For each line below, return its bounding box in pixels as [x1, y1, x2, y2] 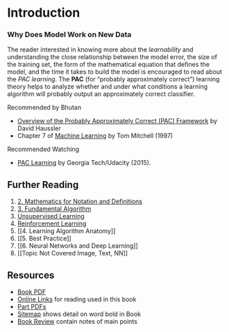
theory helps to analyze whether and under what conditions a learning [7, 82, 208, 91]
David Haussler [17, 124, 61, 133]
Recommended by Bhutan [7, 103, 82, 112]
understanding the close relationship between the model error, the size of [7, 53, 217, 61]
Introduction [7, 5, 80, 21]
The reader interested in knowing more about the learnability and [7, 45, 194, 54]
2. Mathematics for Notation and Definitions [17, 197, 142, 206]
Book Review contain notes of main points [17, 317, 137, 326]
